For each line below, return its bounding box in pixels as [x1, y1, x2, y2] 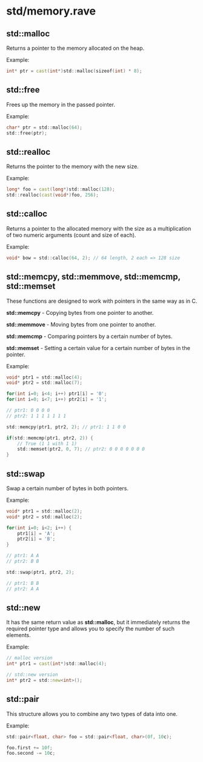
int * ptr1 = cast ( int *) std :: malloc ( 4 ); [6, 661, 107, 667]
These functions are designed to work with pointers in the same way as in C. [6, 297, 198, 305]
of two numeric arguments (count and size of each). [6, 231, 136, 238]
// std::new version [6, 672, 59, 678]
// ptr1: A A [6, 553, 39, 559]
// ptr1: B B [6, 580, 39, 586]
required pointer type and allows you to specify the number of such [6, 625, 175, 632]
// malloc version [6, 655, 53, 661]
